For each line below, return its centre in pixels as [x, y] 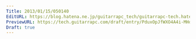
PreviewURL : [20, 22]
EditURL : [17, 17]
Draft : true [20, 27]
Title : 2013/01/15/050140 [37, 11]
